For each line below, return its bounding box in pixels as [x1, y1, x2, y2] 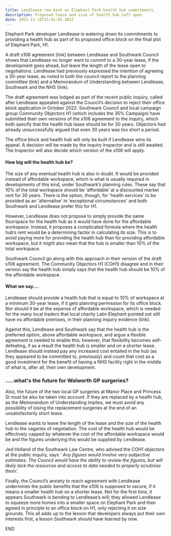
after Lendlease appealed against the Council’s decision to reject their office [5, 100, 165, 106]
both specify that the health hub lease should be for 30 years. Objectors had [5, 121, 166, 128]
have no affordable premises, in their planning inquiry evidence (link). [5, 316, 151, 322]
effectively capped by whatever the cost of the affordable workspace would [5, 431, 164, 437]
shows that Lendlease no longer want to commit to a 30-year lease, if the [5, 57, 159, 63]
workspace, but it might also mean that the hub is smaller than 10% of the [5, 240, 160, 246]
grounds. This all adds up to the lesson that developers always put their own [5, 510, 165, 517]
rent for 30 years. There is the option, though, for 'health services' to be [5, 192, 156, 198]
